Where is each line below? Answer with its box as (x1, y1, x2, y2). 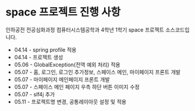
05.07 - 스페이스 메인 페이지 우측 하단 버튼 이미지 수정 (14, 83, 140, 90)
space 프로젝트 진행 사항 (5, 5, 121, 19)
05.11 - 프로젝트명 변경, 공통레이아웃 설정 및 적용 (14, 98, 127, 105)
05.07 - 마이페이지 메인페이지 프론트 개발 (14, 75, 111, 83)
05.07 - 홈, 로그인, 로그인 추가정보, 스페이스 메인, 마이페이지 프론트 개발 (14, 68, 181, 75)
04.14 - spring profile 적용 (14, 46, 77, 53)
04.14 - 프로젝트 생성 (14, 53, 64, 61)
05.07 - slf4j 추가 (14, 90, 55, 98)
